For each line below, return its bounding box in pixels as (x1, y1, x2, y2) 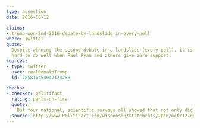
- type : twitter (6, 63, 46, 69)
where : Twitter (6, 36, 44, 42)
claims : (6, 25, 26, 31)
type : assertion (6, 8, 46, 15)
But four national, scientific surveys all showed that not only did (17, 107, 193, 113)
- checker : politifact (6, 91, 62, 97)
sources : (6, 57, 28, 64)
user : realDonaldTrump (11, 69, 68, 75)
